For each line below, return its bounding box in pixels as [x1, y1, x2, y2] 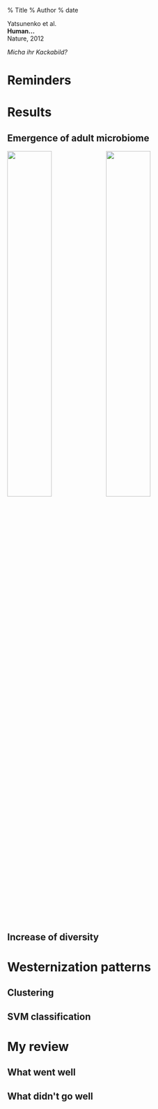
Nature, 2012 [7, 34, 45, 43]
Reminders [7, 73, 72, 88]
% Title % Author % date [7, 6, 79, 14]
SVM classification [7, 1010, 91, 1022]
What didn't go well [7, 1090, 93, 1102]
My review [7, 1038, 70, 1054]
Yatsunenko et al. [7, 20, 57, 27]
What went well [7, 1066, 76, 1078]
